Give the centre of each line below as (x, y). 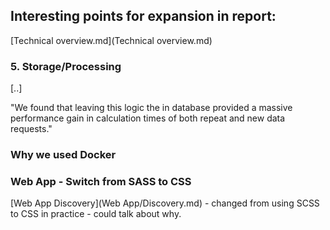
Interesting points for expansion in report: (143, 16)
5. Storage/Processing (66, 66)
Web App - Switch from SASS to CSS (101, 181)
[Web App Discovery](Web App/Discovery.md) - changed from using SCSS (165, 203)
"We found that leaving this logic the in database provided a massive (151, 108)
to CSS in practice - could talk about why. (96, 214)
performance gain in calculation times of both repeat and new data (148, 118)
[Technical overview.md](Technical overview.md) (111, 40)
